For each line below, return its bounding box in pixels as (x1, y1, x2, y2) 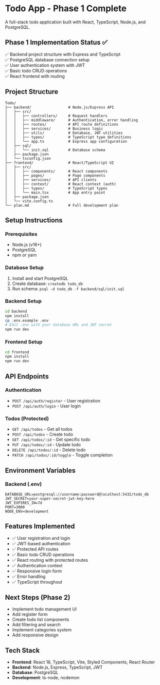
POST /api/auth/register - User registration (12, 398, 101, 403)
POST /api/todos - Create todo (12, 432, 73, 438)
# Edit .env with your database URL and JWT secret (5, 323, 112, 327)
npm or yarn (12, 252, 37, 258)
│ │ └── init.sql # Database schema (5, 147, 106, 152)
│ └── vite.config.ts (5, 198, 53, 204)
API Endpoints (5, 372, 49, 381)
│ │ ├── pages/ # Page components (5, 173, 106, 178)
